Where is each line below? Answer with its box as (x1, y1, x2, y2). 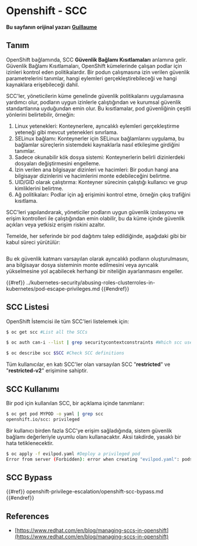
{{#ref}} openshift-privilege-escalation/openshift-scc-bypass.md (6, 488, 164, 495)
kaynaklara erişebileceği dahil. (6, 81, 79, 88)
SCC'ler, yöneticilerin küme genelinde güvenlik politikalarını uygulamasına (6, 92, 184, 99)
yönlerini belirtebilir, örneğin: (6, 111, 75, 118)
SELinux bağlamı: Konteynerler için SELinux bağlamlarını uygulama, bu (14, 135, 185, 142)
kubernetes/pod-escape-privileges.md (6, 285, 100, 292)
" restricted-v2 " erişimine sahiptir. (6, 367, 89, 374)
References (6, 511, 49, 521)
